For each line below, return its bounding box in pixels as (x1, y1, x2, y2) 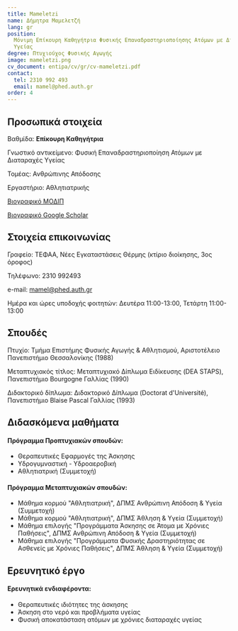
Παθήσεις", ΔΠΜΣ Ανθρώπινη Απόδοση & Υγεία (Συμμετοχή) (17, 529, 197, 537)
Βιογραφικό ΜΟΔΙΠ (7, 196, 64, 206)
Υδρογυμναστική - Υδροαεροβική (17, 459, 117, 468)
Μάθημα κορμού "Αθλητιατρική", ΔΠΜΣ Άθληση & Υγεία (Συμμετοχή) (17, 514, 223, 523)
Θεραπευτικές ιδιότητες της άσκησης (17, 600, 129, 608)
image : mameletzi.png (7, 57, 72, 64)
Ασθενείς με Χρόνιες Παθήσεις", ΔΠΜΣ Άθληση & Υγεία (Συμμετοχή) (17, 544, 223, 553)
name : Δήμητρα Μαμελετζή (7, 17, 81, 24)
